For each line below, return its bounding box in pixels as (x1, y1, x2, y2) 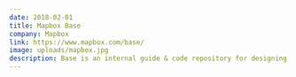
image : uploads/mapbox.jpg (9, 46, 109, 55)
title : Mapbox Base (9, 21, 82, 30)
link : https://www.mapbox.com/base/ (9, 37, 144, 47)
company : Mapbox (9, 29, 69, 38)
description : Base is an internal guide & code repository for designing (9, 54, 288, 63)
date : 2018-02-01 (9, 12, 74, 22)
